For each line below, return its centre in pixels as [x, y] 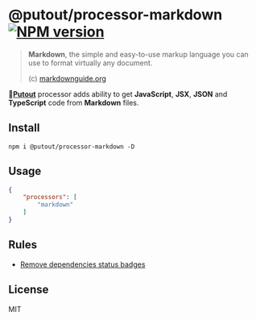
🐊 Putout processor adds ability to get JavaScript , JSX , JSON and [118, 94]
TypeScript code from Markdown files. [74, 102]
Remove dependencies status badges [83, 264]
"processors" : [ [50, 197]
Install [24, 128]
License [29, 290]
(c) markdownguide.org [67, 78]
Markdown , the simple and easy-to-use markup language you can [138, 54]
